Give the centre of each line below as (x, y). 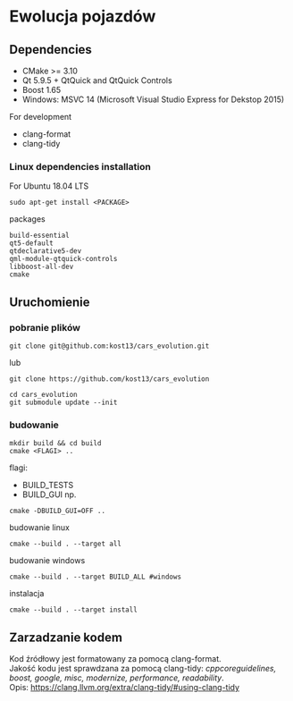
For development (41, 117)
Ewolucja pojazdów (83, 17)
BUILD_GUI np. (49, 494)
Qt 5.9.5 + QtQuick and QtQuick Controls (97, 80)
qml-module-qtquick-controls (63, 259)
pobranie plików (45, 327)
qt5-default (31, 243)
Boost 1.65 (42, 90)
